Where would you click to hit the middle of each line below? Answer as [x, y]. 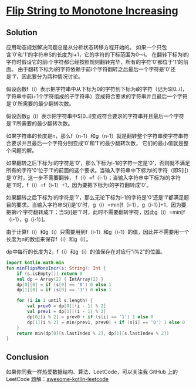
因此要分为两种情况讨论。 [53, 76]
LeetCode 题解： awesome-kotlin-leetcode [58, 379]
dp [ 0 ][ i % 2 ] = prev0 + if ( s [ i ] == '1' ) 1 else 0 [90, 317]
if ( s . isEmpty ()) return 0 [50, 274]
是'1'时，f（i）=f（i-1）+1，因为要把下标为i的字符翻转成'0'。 [79, 185]
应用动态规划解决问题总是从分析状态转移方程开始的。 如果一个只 [84, 47]
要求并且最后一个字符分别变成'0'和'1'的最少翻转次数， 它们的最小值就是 [97, 143]
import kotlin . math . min [35, 263]
